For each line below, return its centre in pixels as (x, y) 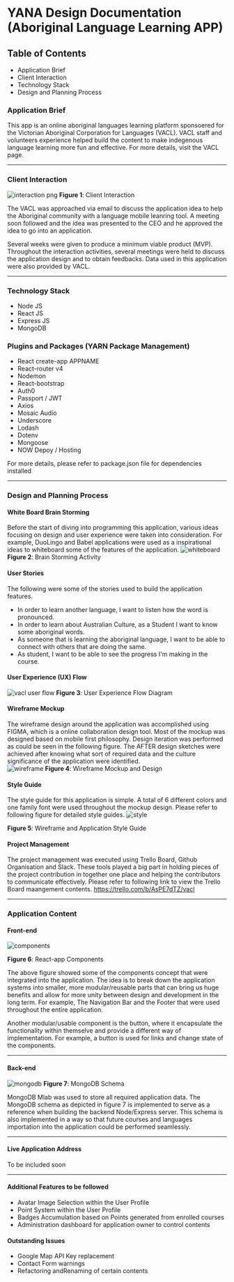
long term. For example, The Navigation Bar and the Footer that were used (114, 1002)
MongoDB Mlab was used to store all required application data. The (104, 1097)
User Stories (25, 573)
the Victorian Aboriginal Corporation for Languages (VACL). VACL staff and (115, 133)
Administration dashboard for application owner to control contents (114, 1225)
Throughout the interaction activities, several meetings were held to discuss (116, 251)
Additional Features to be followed (58, 1187)
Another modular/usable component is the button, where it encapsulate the (115, 1023)
